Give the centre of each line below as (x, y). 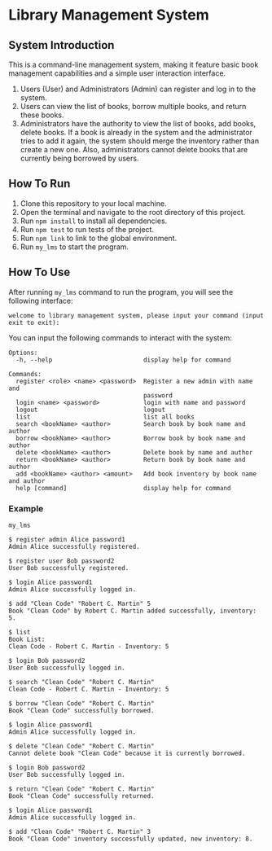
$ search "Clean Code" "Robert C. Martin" (81, 682)
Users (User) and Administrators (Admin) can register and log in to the (138, 89)
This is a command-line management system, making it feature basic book (134, 64)
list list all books (105, 417)
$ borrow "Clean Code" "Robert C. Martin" (81, 703)
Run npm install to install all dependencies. (94, 221)
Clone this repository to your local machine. (93, 203)
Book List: (27, 639)
